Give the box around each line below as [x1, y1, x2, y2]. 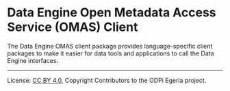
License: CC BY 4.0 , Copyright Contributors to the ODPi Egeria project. [7, 76, 207, 84]
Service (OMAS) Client [7, 19, 138, 35]
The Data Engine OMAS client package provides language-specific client [7, 42, 213, 50]
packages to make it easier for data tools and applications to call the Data [7, 49, 214, 57]
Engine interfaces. [7, 56, 59, 64]
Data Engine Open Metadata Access [7, 5, 217, 21]
